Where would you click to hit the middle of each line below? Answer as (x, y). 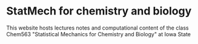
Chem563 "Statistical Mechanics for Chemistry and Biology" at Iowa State (98, 34)
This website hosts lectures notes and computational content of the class (97, 28)
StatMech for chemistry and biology (99, 11)
